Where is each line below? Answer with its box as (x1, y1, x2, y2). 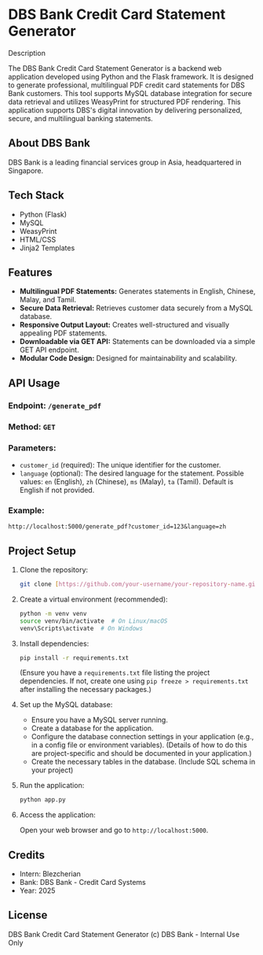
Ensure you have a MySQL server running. (31, 715, 169, 725)
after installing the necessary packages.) (19, 685, 152, 694)
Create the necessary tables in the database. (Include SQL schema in (31, 757, 256, 767)
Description (8, 48, 46, 57)
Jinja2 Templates (19, 242, 75, 253)
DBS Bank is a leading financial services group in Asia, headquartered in (8, 157, 242, 167)
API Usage (8, 376, 60, 390)
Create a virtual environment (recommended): (19, 594, 168, 604)
